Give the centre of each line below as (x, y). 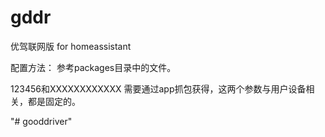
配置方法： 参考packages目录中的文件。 (93, 67)
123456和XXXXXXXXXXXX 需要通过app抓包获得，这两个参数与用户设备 (158, 88)
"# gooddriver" (41, 121)
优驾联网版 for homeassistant (71, 46)
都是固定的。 (54, 101)
